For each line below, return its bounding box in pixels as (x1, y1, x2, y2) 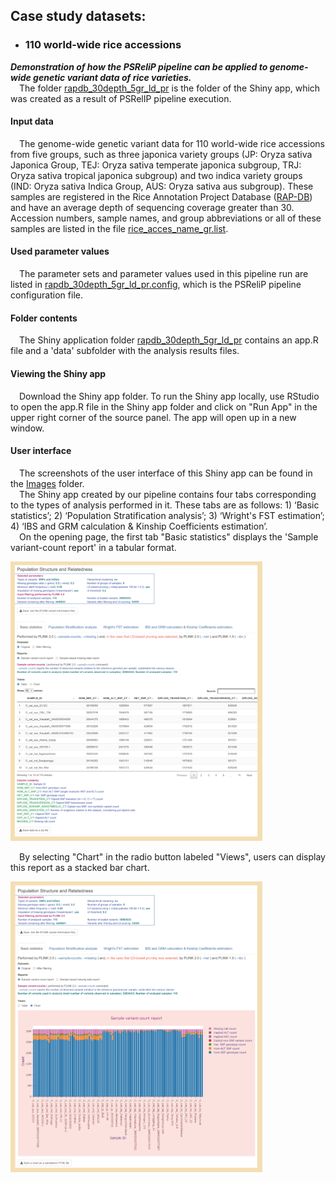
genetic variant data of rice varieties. (33, 71, 192, 83)
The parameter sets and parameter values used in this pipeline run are (19, 268, 309, 280)
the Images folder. (10, 477, 85, 489)
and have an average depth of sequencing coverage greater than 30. (10, 201, 295, 213)
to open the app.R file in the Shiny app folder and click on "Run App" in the (10, 400, 318, 413)
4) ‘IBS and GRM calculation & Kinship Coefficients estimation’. (10, 520, 268, 532)
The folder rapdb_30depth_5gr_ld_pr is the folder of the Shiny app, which (19, 82, 321, 94)
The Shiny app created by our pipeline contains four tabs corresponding (19, 488, 317, 500)
